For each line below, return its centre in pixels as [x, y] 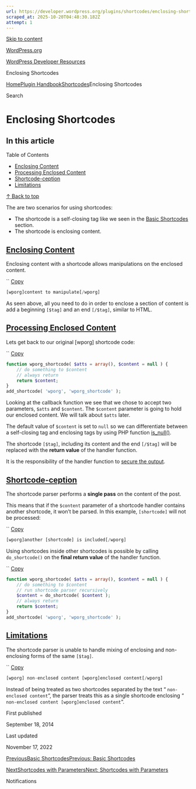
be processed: [23, 517]
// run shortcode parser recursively [62, 590]
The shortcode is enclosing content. [58, 231]
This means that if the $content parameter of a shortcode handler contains [96, 505]
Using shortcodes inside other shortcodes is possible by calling [82, 551]
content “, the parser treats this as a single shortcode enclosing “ [107, 695]
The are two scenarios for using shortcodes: [59, 208]
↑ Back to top [23, 196]
